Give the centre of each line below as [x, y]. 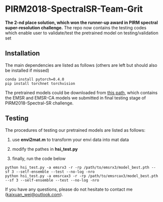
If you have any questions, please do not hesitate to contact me [69, 189]
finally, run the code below [39, 158]
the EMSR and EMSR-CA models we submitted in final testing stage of [76, 98]
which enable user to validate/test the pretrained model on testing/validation [82, 33]
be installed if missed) [27, 70]
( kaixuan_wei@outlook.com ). [34, 194]
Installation [22, 53]
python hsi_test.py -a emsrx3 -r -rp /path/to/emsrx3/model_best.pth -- [81, 167]
